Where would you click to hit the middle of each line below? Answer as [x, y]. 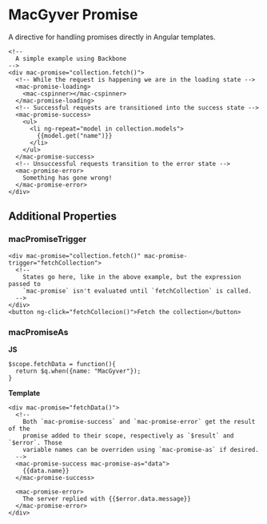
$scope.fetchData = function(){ [62, 364]
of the [19, 429]
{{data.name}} [46, 470]
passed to [25, 284]
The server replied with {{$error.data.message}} [107, 498]
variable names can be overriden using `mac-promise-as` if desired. [141, 449]
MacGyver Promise [73, 15]
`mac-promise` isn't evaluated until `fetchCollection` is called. [137, 291]
